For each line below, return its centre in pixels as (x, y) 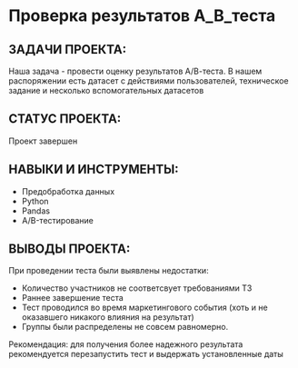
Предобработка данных (68, 191)
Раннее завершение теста (72, 298)
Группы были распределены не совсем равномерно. (125, 327)
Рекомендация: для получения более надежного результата (126, 344)
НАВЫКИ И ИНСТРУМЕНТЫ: (94, 169)
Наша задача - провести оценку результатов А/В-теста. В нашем (135, 71)
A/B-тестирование (58, 220)
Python (35, 201)
